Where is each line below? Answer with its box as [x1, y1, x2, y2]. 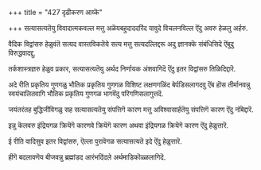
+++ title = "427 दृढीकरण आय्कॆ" [8, 8, 103, 17]
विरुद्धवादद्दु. [8, 48, 36, 57]
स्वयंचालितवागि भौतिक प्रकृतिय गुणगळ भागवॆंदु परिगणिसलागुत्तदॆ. [8, 89, 164, 99]
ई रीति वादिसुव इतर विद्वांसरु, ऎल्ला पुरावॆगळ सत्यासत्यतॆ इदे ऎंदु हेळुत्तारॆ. [8, 137, 182, 146]
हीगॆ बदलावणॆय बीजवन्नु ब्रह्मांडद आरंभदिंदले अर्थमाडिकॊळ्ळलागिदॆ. [8, 153, 166, 162]
